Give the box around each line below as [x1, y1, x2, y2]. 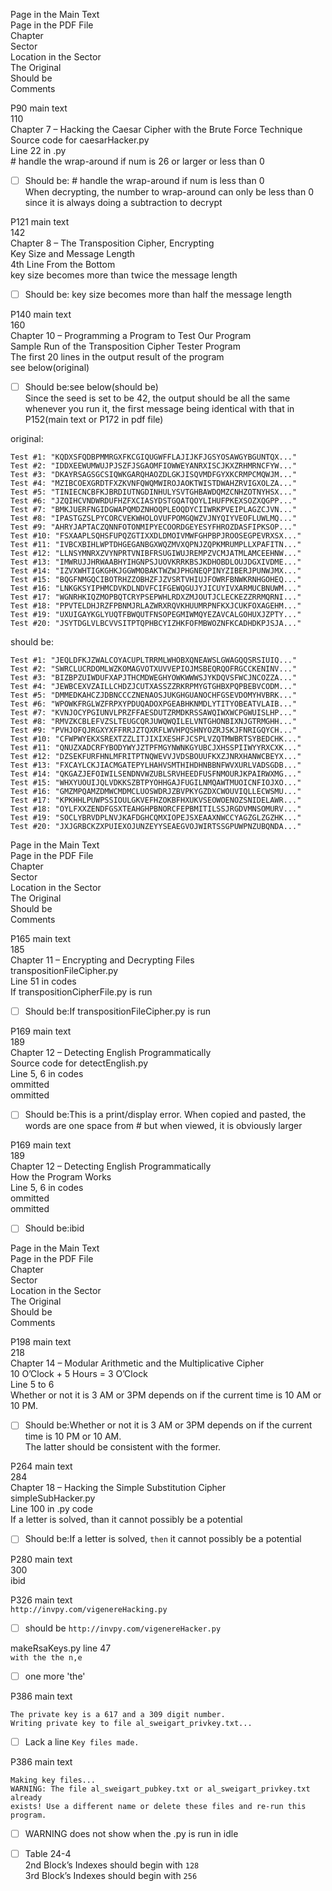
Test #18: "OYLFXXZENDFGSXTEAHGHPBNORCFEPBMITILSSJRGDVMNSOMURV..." [10, 804, 302, 814]
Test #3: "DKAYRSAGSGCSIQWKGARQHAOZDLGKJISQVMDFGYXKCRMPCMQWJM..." [10, 470, 298, 480]
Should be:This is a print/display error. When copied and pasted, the [24, 1109, 307, 1121]
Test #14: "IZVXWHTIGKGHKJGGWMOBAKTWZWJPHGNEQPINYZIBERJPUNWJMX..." [10, 566, 302, 576]
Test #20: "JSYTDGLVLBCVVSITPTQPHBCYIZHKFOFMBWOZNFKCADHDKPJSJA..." [10, 619, 302, 629]
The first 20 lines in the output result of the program [10, 351, 225, 363]
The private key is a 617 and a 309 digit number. [10, 1709, 226, 1719]
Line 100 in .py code [10, 1503, 93, 1515]
